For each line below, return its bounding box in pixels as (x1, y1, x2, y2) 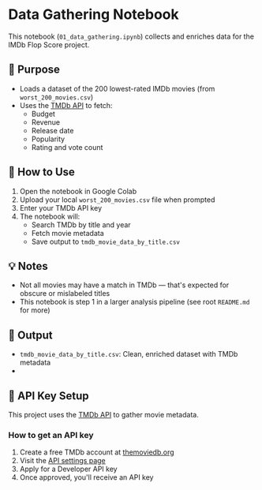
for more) (19, 305, 51, 315)
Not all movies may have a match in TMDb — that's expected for (19, 280, 230, 290)
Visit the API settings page (19, 456, 107, 466)
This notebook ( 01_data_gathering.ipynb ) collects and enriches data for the (8, 32, 255, 41)
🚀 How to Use (8, 166, 75, 179)
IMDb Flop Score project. (8, 39, 90, 49)
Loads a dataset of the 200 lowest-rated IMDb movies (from (19, 84, 215, 93)
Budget (31, 109, 55, 118)
